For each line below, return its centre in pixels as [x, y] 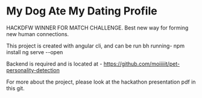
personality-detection [33, 70]
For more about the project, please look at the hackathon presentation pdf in [101, 82]
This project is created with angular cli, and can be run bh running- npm [96, 46]
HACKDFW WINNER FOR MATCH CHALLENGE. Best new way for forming [97, 28]
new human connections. [38, 34]
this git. [16, 88]
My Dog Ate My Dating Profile [82, 11]
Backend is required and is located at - [54, 64]
